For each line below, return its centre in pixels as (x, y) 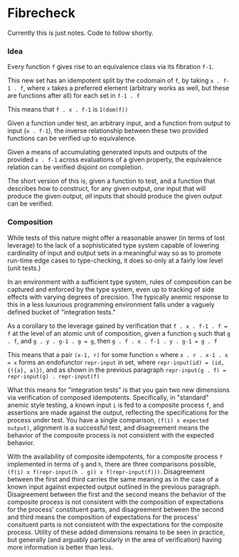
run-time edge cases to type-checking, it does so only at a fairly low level (115, 260)
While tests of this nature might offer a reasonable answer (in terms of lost (116, 238)
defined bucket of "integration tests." (62, 312)
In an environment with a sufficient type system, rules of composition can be (119, 282)
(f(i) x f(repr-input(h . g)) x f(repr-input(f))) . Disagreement (106, 472)
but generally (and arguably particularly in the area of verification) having (115, 539)
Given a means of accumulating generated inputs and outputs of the (107, 152)
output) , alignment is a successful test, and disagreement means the (108, 428)
